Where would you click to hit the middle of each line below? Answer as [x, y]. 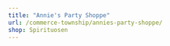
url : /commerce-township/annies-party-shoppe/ [85, 23]
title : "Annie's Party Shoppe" [59, 15]
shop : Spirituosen [38, 30]
